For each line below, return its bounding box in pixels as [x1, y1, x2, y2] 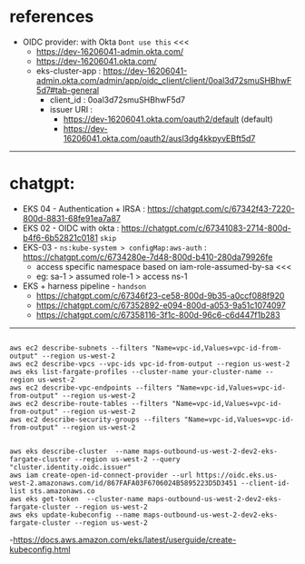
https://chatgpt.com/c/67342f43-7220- [146, 203, 295, 214]
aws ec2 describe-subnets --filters [9, 343, 148, 352]
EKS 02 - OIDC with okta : [22, 223, 120, 233]
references [9, 6, 94, 27]
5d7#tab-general [35, 84, 100, 95]
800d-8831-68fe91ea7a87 [22, 213, 121, 223]
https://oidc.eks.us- [196, 470, 279, 480]
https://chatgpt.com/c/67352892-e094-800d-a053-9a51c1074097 [35, 300, 286, 311]
